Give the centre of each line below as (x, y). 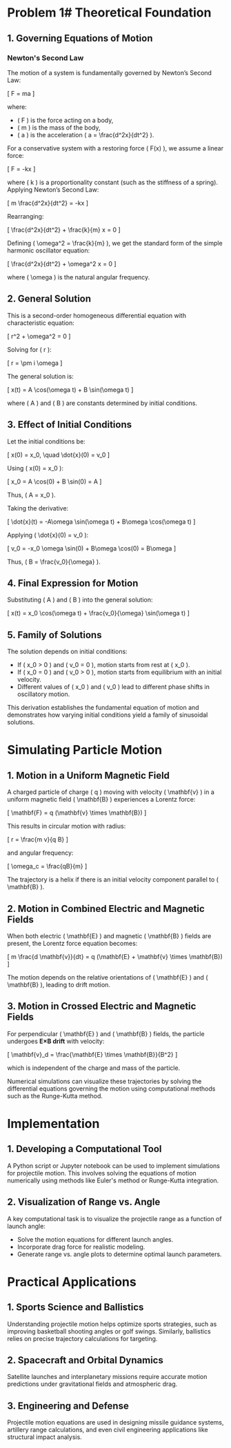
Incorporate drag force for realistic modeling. (81, 1247)
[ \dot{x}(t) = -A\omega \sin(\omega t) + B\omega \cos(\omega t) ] (101, 522)
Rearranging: (26, 216)
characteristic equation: (41, 323)
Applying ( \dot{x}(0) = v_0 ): (48, 535)
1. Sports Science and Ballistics (76, 1308)
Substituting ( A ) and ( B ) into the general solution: (80, 600)
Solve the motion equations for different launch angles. (95, 1239)
